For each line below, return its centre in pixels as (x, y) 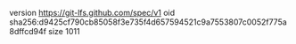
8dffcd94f (28, 31)
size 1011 (64, 31)
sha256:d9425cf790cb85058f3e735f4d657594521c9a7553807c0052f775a (148, 22)
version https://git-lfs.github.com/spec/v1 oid (92, 13)
